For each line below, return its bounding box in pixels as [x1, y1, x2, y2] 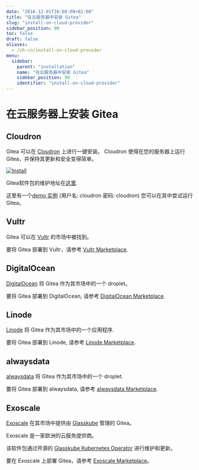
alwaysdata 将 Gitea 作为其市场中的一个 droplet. [6, 373, 123, 380]
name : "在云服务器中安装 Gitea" [17, 69, 90, 75]
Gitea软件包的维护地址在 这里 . [6, 179, 78, 186]
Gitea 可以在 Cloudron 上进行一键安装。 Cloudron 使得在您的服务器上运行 [6, 148, 185, 154]
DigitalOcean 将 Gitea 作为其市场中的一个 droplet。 [6, 279, 131, 287]
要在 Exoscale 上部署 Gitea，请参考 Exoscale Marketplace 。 [6, 457, 153, 465]
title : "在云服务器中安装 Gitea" [6, 14, 82, 20]
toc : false [6, 31, 33, 37]
